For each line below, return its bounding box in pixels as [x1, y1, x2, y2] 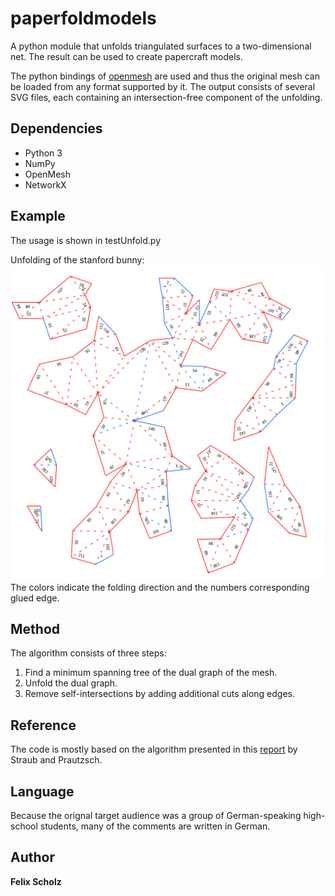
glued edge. [10, 592, 60, 604]
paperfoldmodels [10, 7, 157, 30]
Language [10, 783, 75, 800]
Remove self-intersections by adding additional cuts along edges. [24, 688, 295, 700]
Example [10, 208, 66, 225]
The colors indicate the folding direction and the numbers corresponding [10, 581, 310, 593]
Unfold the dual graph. [24, 677, 118, 689]
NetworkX [24, 178, 67, 191]
